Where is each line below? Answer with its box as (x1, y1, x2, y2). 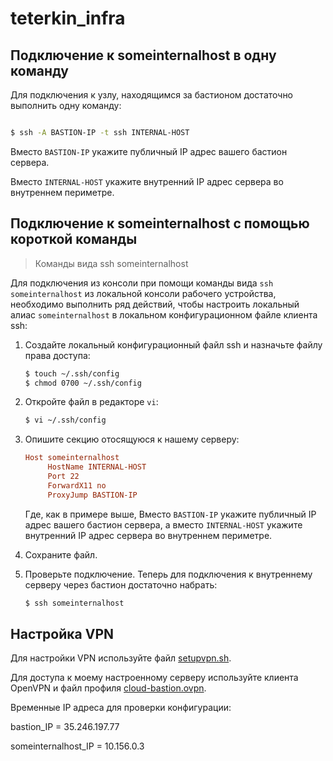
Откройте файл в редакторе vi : (24, 396, 159, 408)
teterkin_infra (10, 7, 126, 30)
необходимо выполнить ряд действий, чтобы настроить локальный (10, 298, 300, 310)
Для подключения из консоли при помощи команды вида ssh (10, 277, 274, 289)
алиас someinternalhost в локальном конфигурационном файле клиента (10, 308, 318, 321)
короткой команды (10, 231, 138, 248)
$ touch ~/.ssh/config (24, 368, 120, 379)
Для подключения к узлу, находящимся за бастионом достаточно (10, 89, 294, 101)
